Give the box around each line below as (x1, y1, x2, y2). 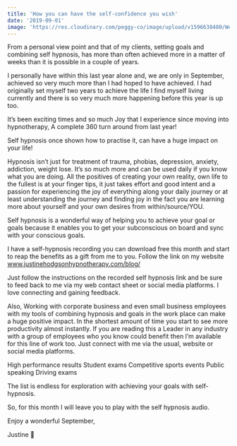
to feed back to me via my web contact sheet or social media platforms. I (7, 281, 219, 289)
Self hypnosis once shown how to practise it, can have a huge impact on (7, 136, 219, 145)
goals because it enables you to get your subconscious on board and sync (7, 224, 224, 232)
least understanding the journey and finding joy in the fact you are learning (7, 195, 224, 203)
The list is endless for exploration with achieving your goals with (7, 382, 194, 390)
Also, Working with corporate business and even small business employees (7, 302, 226, 311)
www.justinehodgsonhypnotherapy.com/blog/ (7, 260, 141, 268)
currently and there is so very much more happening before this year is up (7, 94, 224, 102)
